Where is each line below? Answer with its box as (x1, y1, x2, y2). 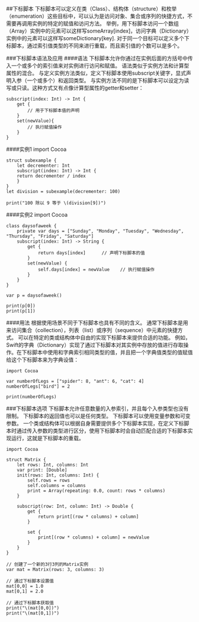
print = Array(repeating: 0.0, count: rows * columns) (27, 488, 166, 494)
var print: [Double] (17, 467, 68, 473)
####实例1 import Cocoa (6, 146, 67, 153)
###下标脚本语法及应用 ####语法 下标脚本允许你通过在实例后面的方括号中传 (6, 55, 193, 62)
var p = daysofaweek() (6, 292, 62, 298)
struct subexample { (6, 157, 57, 163)
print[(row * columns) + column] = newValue (37, 534, 150, 540)
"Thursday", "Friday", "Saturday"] (6, 233, 94, 239)
